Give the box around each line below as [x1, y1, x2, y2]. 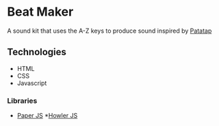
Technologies [7, 46, 67, 58]
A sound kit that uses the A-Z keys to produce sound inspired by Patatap [7, 27, 212, 35]
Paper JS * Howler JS [16, 112, 78, 120]
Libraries [7, 96, 38, 106]
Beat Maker [7, 4, 74, 20]
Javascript [16, 79, 47, 87]
